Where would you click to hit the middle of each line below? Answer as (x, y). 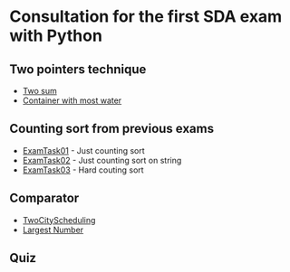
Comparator (44, 198)
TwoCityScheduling (59, 220)
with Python (56, 36)
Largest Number (53, 230)
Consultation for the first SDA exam (146, 17)
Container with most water (72, 100)
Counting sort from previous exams (112, 129)
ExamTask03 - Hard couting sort (83, 170)
